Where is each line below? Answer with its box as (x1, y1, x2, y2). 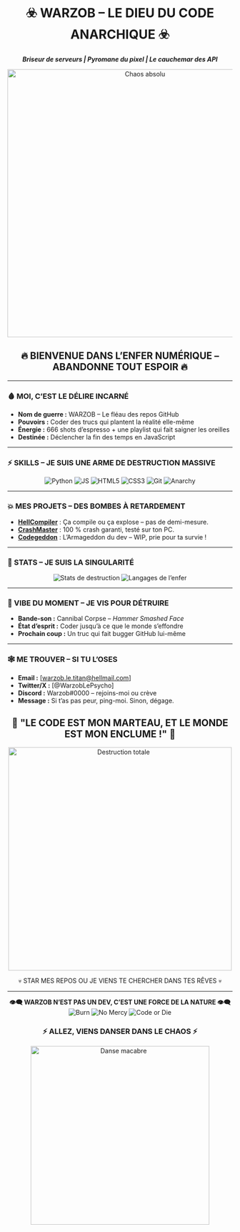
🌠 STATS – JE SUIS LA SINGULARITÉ (7, 557, 134, 567)
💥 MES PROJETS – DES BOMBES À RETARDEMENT (7, 501, 186, 511)
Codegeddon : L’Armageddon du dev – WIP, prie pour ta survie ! (17, 532, 207, 541)
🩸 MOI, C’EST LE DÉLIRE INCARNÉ (7, 391, 129, 401)
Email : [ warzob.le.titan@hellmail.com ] (17, 673, 131, 682)
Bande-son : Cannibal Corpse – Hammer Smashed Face (17, 615, 184, 623)
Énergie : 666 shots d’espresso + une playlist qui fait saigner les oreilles (17, 425, 230, 434)
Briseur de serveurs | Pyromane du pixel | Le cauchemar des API (22, 54, 218, 64)
